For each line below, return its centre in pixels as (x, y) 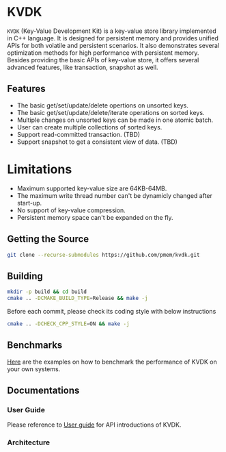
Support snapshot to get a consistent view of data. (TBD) (97, 142)
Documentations (43, 391)
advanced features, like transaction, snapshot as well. (83, 67)
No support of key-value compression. (71, 210)
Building (25, 276)
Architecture (29, 442)
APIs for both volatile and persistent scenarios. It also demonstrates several (113, 45)
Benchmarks (35, 346)
